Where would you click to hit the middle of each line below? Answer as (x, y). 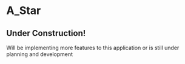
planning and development (40, 54)
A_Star (24, 11)
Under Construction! (46, 33)
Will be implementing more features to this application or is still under (93, 48)
